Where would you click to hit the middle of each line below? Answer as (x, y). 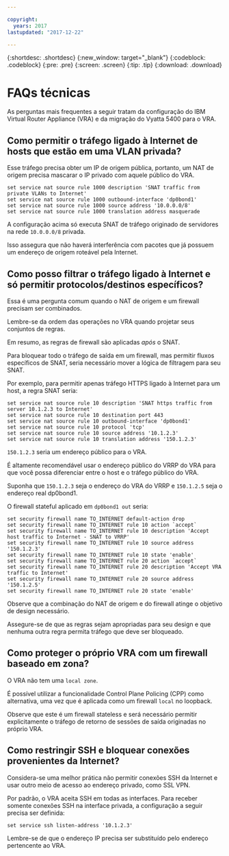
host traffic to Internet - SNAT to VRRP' (68, 537)
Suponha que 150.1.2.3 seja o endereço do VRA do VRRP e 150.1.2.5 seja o (115, 486)
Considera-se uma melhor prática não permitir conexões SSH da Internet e (112, 777)
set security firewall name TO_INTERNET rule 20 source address (100, 579)
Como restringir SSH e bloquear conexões (98, 751)
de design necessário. (38, 610)
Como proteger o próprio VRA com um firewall (107, 653)
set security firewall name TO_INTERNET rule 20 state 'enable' (100, 591)
